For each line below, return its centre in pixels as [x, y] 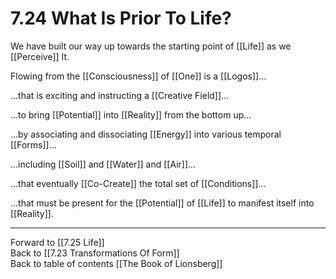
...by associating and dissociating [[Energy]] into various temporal [146, 134]
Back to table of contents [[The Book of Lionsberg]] [116, 263]
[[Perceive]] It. [40, 56]
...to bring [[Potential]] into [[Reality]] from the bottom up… [131, 114]
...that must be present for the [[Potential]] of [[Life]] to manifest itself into [162, 203]
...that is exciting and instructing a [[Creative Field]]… [120, 95]
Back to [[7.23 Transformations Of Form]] [95, 253]
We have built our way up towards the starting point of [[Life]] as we [151, 46]
